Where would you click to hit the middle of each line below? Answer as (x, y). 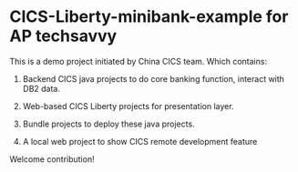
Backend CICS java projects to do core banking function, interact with (154, 78)
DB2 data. (41, 88)
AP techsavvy (63, 36)
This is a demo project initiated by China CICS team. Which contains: (138, 61)
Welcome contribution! (52, 159)
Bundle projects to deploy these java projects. (108, 124)
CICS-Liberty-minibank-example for (149, 17)
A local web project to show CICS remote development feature (140, 141)
